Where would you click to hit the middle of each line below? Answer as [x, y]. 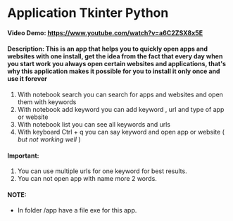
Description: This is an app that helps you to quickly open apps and [108, 49]
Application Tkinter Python [88, 13]
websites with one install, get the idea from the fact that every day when [115, 56]
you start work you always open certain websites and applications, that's [117, 64]
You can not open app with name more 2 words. [87, 179]
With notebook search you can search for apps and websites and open [120, 94]
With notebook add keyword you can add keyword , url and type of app [121, 109]
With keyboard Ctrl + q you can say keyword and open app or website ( [121, 132]
